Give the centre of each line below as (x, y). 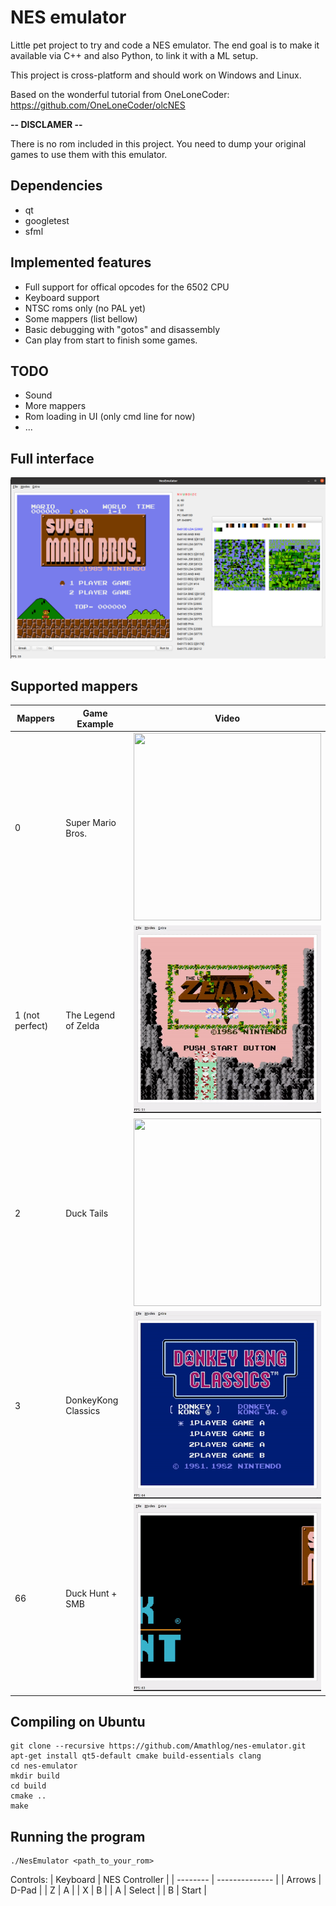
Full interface (52, 458)
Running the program (78, 1836)
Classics (83, 1411)
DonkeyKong (92, 1400)
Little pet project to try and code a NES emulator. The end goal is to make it (165, 45)
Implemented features (81, 262)
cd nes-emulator (44, 1766)
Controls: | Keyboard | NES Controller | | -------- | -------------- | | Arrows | (166, 1880)
